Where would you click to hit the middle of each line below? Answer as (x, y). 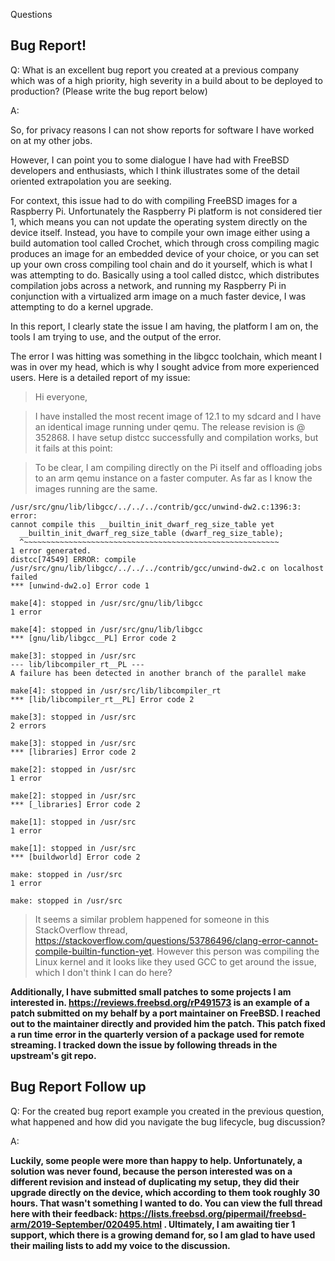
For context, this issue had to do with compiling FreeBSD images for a (154, 200)
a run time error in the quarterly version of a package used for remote (157, 1034)
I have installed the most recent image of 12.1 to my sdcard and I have (178, 416)
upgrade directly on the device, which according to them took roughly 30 (165, 1192)
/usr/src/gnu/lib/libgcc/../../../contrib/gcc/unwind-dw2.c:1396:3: (156, 507)
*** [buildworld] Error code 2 (75, 857)
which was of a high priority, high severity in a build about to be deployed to (166, 80)
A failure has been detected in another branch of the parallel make (158, 673)
